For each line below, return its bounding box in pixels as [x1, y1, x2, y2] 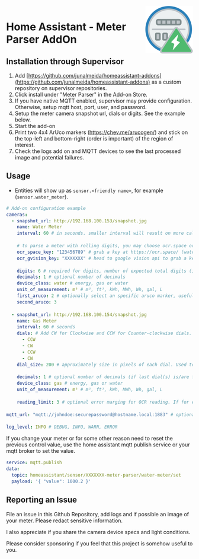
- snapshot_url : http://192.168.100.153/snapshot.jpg [11, 218, 147, 224]
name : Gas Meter [17, 318, 57, 324]
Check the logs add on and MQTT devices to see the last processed [14, 148, 181, 155]
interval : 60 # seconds [17, 324, 76, 330]
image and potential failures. [14, 154, 85, 161]
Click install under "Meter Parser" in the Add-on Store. [14, 91, 148, 98]
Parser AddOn [6, 33, 77, 46]
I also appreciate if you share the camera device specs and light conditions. [6, 528, 191, 535]
